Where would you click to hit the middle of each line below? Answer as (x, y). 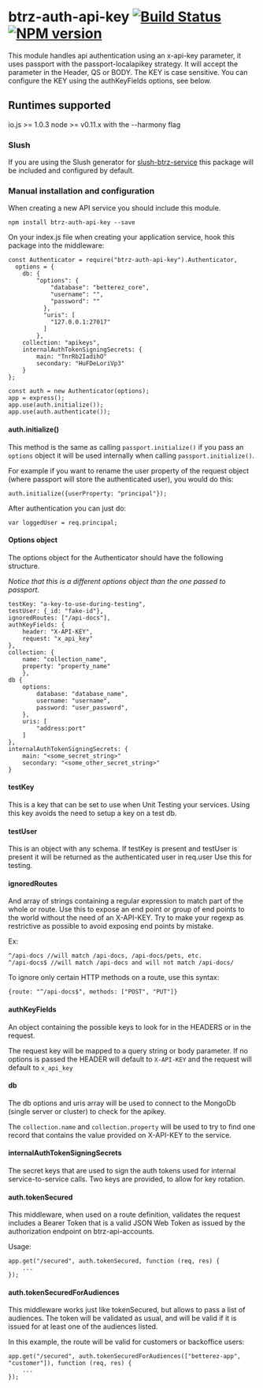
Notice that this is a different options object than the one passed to (117, 581)
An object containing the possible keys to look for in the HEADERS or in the (130, 1027)
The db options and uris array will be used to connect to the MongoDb (122, 1103)
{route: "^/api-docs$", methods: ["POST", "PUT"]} (93, 992)
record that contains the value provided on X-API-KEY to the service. (120, 1135)
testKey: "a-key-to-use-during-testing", (77, 604)
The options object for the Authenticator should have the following (116, 557)
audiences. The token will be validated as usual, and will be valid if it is (122, 1319)
